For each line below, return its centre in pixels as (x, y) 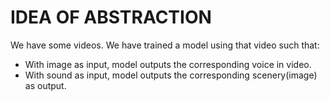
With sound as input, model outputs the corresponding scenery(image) (171, 75)
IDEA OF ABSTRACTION (111, 17)
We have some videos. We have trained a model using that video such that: (165, 45)
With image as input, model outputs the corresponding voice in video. (168, 64)
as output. (45, 85)
